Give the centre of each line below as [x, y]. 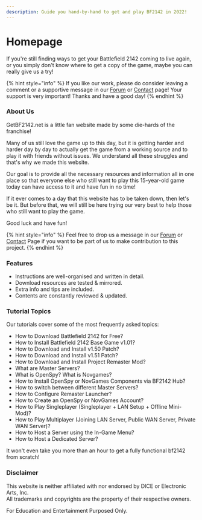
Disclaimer [22, 473]
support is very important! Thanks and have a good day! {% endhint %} [95, 96]
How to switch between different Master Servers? [77, 388]
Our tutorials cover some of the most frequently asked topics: [83, 325]
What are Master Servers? [47, 368]
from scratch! [23, 457]
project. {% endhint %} [35, 247]
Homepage [34, 41]
